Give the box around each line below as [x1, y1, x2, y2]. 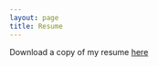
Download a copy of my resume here [9, 46, 149, 57]
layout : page [9, 13, 59, 23]
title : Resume [9, 22, 64, 31]
